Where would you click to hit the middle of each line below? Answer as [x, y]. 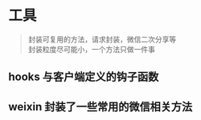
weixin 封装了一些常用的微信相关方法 [100, 107]
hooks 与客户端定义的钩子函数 [84, 77]
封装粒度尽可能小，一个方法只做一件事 [91, 49]
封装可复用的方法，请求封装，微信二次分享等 [102, 39]
